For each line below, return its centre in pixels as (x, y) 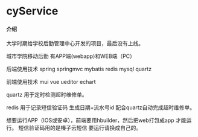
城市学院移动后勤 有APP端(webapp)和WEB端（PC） (71, 56)
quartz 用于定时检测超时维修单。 (47, 95)
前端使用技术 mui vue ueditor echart (51, 82)
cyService (32, 11)
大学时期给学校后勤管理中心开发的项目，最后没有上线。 (75, 43)
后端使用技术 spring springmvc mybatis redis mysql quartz (79, 69)
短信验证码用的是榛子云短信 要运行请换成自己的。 (80, 128)
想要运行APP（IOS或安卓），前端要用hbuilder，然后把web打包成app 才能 (96, 120)
